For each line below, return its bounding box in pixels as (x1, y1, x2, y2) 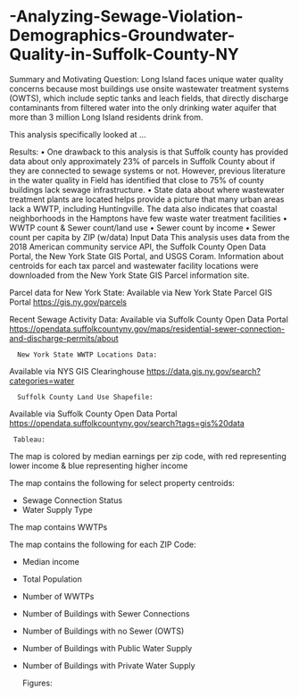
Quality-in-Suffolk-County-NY (9, 45, 239, 64)
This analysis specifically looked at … (9, 129, 146, 139)
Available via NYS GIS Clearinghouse (9, 365, 145, 376)
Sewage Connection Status (21, 494, 123, 506)
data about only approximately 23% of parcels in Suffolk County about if (9, 155, 276, 166)
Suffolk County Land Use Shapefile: (17, 392, 154, 401)
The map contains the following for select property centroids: (9, 477, 235, 488)
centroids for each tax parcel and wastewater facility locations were (9, 260, 259, 271)
